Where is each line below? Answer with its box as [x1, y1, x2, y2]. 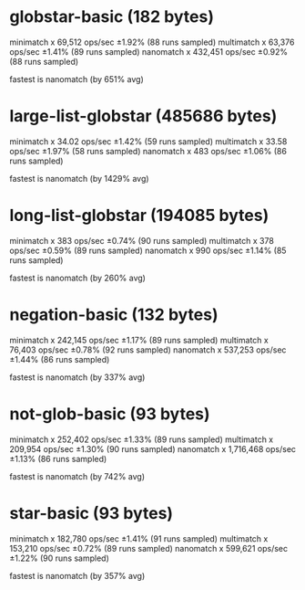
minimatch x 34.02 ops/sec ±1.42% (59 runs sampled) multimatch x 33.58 [9, 135, 288, 147]
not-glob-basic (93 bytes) [9, 404, 211, 424]
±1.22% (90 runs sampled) [9, 553, 109, 564]
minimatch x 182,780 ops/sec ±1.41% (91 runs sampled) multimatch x [9, 532, 269, 544]
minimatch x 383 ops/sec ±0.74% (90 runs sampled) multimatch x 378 [9, 235, 275, 246]
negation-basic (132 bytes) [9, 304, 219, 325]
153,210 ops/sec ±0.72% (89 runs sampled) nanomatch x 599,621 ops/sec [9, 543, 289, 553]
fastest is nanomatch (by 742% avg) [9, 470, 146, 481]
